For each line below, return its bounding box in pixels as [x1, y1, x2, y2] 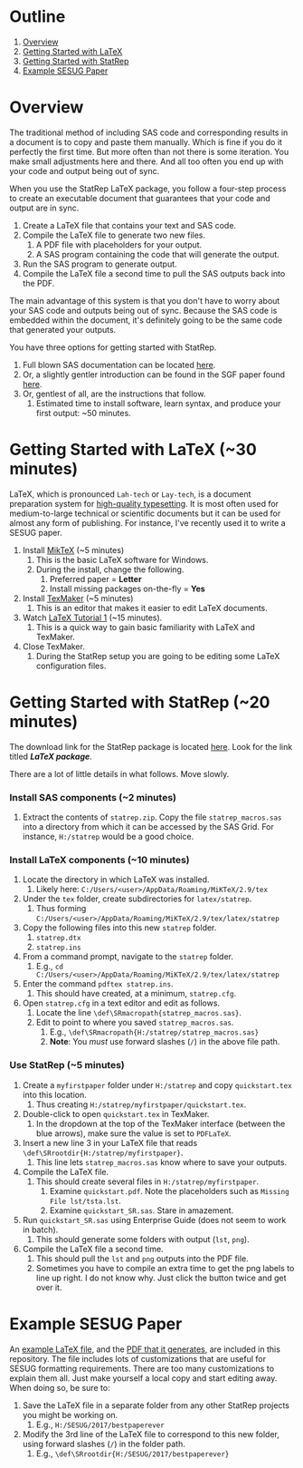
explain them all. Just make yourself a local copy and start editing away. [9, 1372, 278, 1384]
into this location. [22, 1089, 88, 1100]
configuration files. [35, 660, 107, 671]
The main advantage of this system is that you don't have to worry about [9, 295, 280, 306]
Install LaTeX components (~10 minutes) [9, 853, 190, 866]
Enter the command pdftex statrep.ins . [22, 978, 174, 989]
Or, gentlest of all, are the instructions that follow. [22, 388, 206, 399]
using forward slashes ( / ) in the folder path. [22, 1438, 185, 1449]
